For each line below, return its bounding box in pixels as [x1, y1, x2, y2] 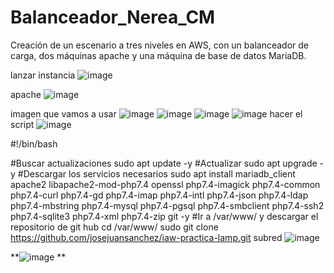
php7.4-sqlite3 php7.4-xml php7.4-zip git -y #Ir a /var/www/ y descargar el [10, 210, 319, 222]
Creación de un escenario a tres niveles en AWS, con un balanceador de [10, 39, 309, 51]
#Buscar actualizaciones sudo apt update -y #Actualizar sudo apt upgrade [10, 157, 318, 169]
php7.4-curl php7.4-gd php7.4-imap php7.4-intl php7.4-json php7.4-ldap [10, 189, 309, 201]
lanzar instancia [10, 69, 76, 81]
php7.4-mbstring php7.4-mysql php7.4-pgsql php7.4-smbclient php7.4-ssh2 [10, 199, 325, 211]
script [10, 118, 35, 130]
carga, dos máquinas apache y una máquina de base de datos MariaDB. [10, 49, 307, 61]
